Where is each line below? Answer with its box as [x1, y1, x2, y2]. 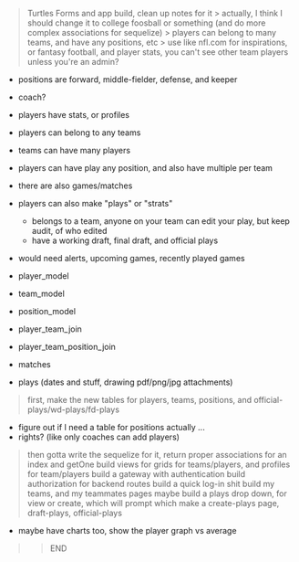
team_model [17, 288, 66, 299]
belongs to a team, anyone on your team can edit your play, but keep [31, 216, 290, 227]
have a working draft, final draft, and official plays [31, 235, 219, 246]
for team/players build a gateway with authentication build [26, 469, 246, 479]
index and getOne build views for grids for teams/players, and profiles [26, 459, 291, 470]
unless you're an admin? [26, 57, 119, 67]
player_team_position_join [17, 342, 117, 352]
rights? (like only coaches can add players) [17, 431, 180, 442]
